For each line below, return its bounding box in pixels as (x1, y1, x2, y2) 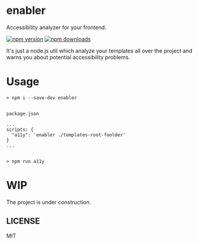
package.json (6, 110, 39, 117)
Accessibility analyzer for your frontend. (6, 24, 107, 31)
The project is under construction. (6, 198, 91, 206)
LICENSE (6, 216, 41, 226)
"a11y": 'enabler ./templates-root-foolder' (12, 131, 126, 138)
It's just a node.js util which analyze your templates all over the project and (6, 47, 193, 54)
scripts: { (6, 127, 34, 133)
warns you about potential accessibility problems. (6, 53, 130, 61)
